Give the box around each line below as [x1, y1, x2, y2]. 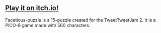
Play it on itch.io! [5, 4, 59, 12]
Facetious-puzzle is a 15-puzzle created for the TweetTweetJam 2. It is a [5, 17, 156, 23]
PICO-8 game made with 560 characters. [5, 22, 91, 28]
